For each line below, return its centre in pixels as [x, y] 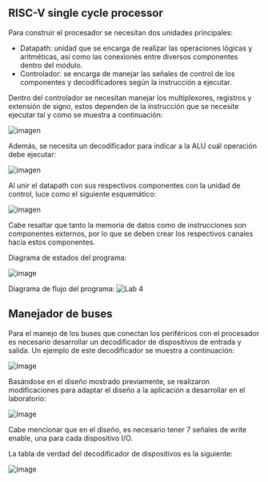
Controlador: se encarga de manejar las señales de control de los [127, 73]
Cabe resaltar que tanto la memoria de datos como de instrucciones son [127, 225]
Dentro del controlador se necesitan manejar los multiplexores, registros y [130, 97]
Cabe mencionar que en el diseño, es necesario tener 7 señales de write [128, 429]
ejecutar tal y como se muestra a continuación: [86, 115]
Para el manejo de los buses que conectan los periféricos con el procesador [134, 333]
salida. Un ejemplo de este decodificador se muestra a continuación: [122, 350]
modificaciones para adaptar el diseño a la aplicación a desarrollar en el [127, 390]
